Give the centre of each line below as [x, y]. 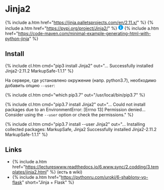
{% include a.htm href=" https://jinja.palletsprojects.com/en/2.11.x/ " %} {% [79, 22]
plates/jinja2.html [30, 172]
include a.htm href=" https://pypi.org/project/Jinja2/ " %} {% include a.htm [82, 28]
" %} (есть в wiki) [64, 172]
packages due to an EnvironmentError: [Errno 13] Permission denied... [75, 109]
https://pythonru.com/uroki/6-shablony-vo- [104, 177]
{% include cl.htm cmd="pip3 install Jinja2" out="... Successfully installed [79, 66]
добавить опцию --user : [30, 85]
